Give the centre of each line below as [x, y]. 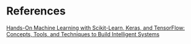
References [36, 11]
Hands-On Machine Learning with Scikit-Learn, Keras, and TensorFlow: [96, 28]
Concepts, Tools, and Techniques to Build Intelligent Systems [83, 34]
